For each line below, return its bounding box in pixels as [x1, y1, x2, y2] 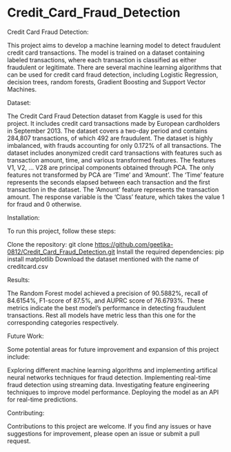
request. [7, 437, 31, 445]
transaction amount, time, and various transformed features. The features [7, 156, 217, 164]
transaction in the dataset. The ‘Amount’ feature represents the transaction [7, 185, 219, 194]
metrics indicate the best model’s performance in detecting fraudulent [7, 303, 206, 312]
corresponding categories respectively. [7, 318, 119, 326]
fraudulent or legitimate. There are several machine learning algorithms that [7, 63, 222, 71]
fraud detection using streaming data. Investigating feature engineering [7, 380, 210, 388]
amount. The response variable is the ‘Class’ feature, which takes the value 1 [7, 192, 225, 201]
